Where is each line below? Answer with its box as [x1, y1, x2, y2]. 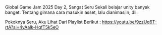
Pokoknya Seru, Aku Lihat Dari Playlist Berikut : [5, 19, 101, 25]
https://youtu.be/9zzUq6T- [102, 19, 157, 25]
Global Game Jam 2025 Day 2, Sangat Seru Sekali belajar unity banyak [5, 4, 150, 10]
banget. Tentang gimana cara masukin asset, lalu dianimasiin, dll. [5, 9, 138, 15]
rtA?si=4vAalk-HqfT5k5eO [5, 24, 59, 30]
